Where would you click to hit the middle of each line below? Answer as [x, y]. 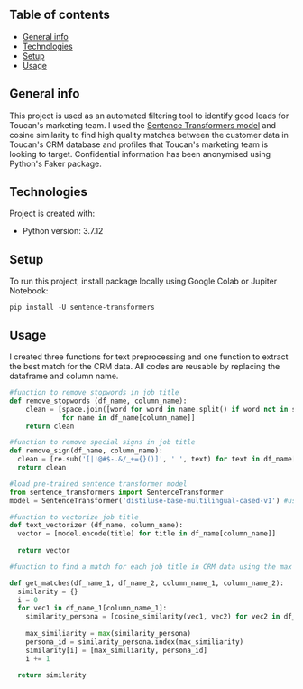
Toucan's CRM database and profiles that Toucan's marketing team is [139, 144]
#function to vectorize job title [74, 517]
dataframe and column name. [64, 376]
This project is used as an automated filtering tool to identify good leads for [149, 116]
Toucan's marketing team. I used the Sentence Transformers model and [143, 125]
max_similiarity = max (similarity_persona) [109, 634]
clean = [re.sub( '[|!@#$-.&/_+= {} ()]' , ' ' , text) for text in [138, 460]
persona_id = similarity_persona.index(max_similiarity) [135, 642]
